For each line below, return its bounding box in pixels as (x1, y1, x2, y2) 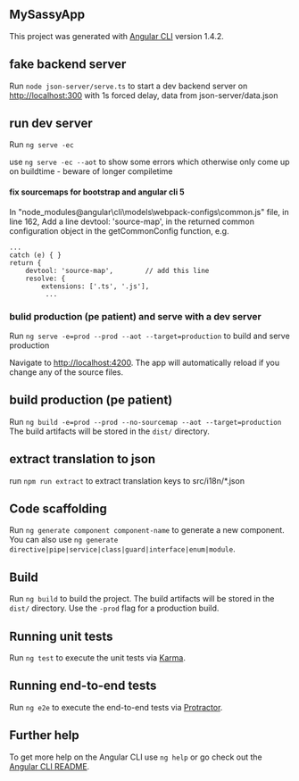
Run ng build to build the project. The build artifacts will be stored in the (9, 594, 275, 604)
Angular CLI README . (9, 760, 90, 771)
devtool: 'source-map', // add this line (25, 266, 210, 275)
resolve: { (25, 274, 66, 283)
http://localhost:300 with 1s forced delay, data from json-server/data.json (9, 89, 278, 101)
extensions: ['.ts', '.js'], (41, 281, 150, 291)
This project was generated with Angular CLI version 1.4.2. (9, 30, 225, 41)
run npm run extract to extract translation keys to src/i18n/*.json (9, 475, 245, 486)
